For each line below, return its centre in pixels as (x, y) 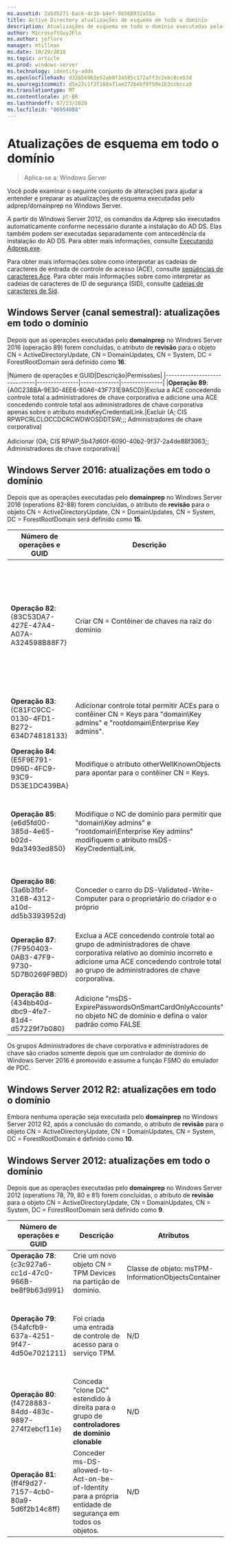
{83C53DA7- (33, 617)
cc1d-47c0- (32, 1272)
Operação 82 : (33, 609)
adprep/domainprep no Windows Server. (65, 205)
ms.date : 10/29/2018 (37, 52)
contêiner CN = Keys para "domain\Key (138, 714)
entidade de (92, 1505)
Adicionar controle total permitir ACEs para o (147, 706)
